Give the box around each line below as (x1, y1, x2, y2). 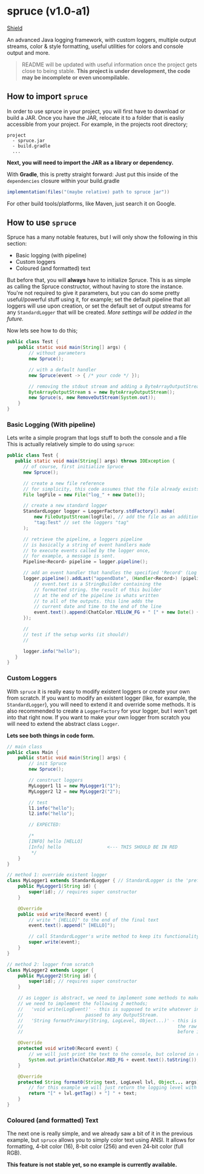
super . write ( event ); (28, 939, 81, 945)
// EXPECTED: (28, 822, 62, 828)
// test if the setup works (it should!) (22, 631, 130, 638)
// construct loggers (28, 777, 84, 784)
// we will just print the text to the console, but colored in (28, 1051, 194, 1057)
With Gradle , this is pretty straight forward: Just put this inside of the (7, 170, 179, 178)
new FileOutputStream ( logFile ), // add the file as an (33, 514, 175, 520)
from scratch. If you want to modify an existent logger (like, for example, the (7, 694, 197, 702)
